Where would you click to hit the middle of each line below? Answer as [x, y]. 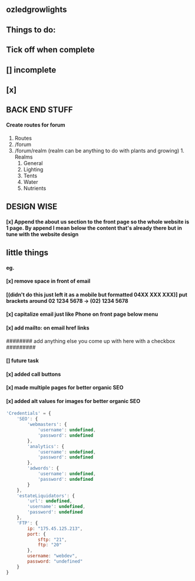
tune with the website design [42, 234]
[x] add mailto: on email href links [48, 328]
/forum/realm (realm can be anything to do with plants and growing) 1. [99, 150]
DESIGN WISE [32, 207]
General [33, 163]
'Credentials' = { [29, 414]
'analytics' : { [46, 446]
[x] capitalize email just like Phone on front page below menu [82, 314]
